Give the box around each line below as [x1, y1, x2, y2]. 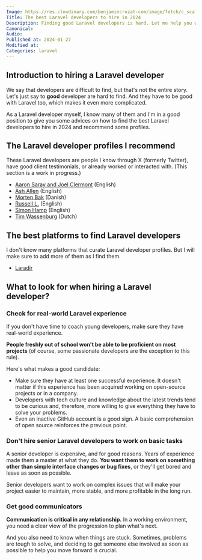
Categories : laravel [6, 48, 58, 54]
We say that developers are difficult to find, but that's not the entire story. [6, 86, 188, 93]
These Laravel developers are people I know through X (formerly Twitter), [6, 157, 188, 164]
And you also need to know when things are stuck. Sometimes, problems [6, 534, 187, 541]
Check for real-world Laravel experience [6, 309, 127, 317]
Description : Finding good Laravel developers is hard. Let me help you [6, 20, 192, 26]
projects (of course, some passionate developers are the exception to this [6, 347, 191, 355]
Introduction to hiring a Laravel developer [6, 70, 164, 81]
